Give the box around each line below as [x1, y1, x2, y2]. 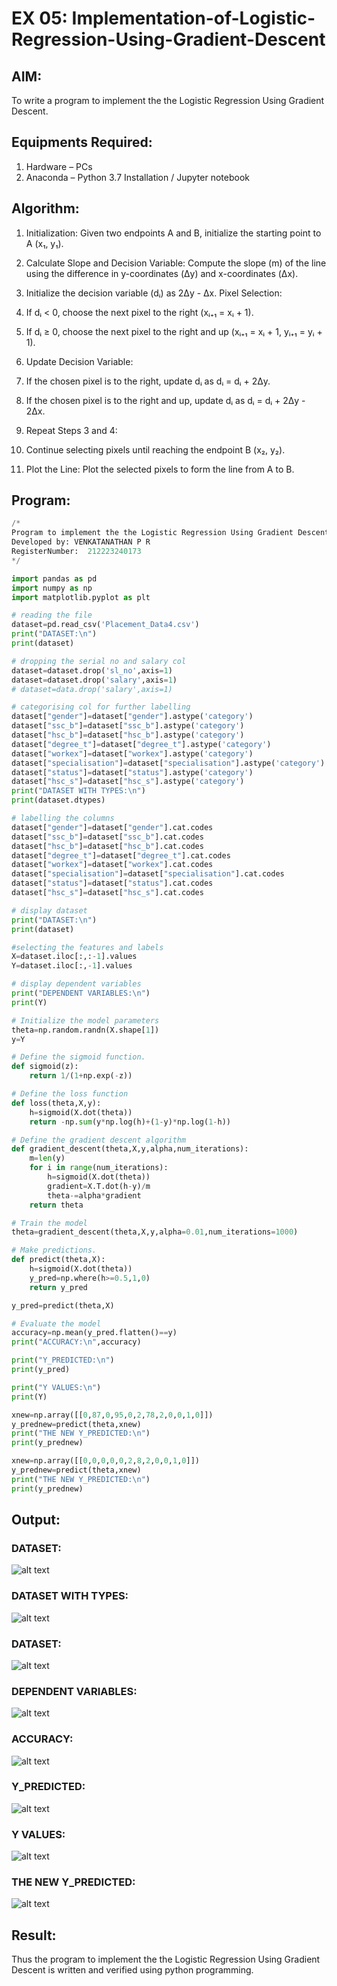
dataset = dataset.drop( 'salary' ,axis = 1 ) [11, 675, 178, 685]
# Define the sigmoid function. [11, 1052, 146, 1062]
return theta [29, 1200, 84, 1210]
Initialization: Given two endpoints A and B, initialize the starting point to [25, 227, 322, 239]
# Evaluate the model [11, 1318, 102, 1329]
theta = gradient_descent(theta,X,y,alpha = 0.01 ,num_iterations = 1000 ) [11, 1227, 299, 1237]
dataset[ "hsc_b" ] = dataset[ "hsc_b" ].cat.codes [11, 841, 204, 851]
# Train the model [11, 1218, 88, 1228]
